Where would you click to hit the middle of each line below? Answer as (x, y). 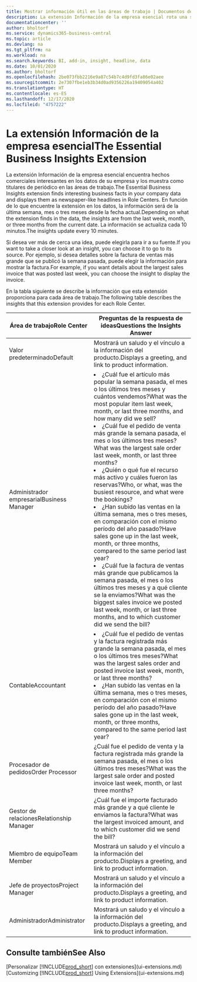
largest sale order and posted (134, 776)
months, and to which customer (137, 617)
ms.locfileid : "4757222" (36, 104)
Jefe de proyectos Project (44, 886)
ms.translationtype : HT (35, 88)
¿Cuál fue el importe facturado (135, 800)
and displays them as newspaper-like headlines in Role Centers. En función (97, 200)
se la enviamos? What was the (135, 595)
